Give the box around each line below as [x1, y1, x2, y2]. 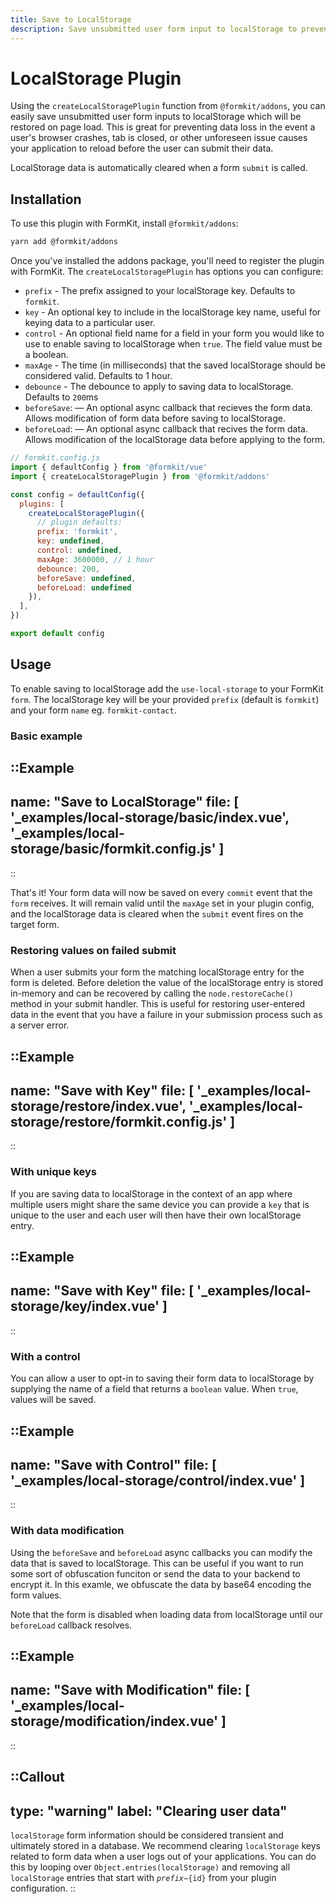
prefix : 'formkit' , [36, 527, 118, 537]
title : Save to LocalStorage [10, 14, 132, 25]
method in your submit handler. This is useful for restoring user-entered [10, 998, 306, 1010]
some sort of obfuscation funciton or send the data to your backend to [10, 1567, 301, 1580]
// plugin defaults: [36, 517, 123, 528]
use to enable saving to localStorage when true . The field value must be [24, 338, 323, 350]
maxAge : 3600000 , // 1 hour [36, 554, 155, 565]
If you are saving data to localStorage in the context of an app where [10, 1187, 293, 1200]
